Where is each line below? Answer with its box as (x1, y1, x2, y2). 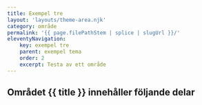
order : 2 (19, 55, 45, 62)
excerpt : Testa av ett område (19, 61, 107, 68)
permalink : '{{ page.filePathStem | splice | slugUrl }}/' (7, 29, 181, 36)
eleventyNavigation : (7, 36, 67, 43)
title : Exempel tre (7, 10, 63, 17)
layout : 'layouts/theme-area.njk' (7, 16, 107, 23)
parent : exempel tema (19, 49, 81, 56)
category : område (7, 23, 57, 30)
